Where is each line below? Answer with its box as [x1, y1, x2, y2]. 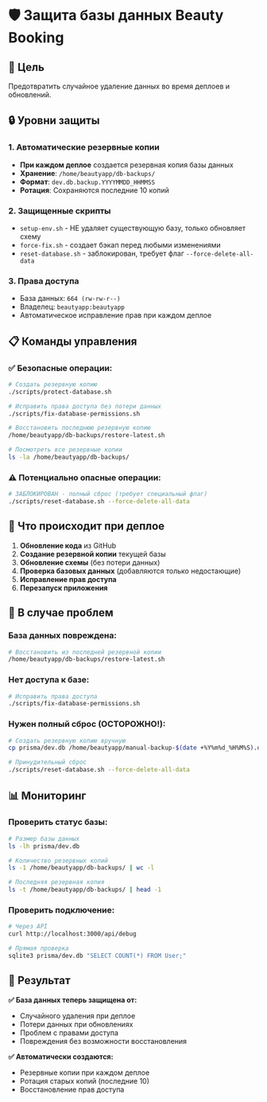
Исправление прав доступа [19, 574, 117, 584]
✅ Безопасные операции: [8, 362, 113, 373]
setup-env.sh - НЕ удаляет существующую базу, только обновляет [19, 223, 246, 233]
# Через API [8, 923, 48, 931]
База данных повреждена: [8, 630, 117, 641]
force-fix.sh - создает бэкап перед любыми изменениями [19, 240, 221, 249]
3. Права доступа [8, 275, 79, 287]
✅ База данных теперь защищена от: [8, 995, 137, 1004]
